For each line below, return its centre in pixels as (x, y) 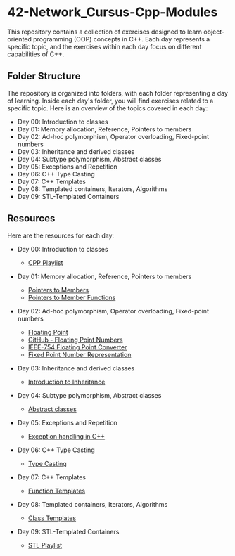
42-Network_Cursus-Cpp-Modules (113, 12)
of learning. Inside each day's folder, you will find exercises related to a (110, 101)
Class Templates (52, 518)
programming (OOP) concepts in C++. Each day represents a (121, 39)
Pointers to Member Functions (72, 297)
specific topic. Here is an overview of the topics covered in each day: (108, 108)
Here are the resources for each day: (61, 235)
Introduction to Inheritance (66, 382)
